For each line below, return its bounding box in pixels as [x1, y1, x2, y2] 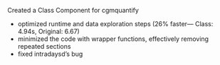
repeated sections [17, 42, 71, 50]
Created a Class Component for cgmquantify [7, 6, 139, 14]
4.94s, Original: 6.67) [17, 28, 80, 35]
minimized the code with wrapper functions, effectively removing [17, 35, 209, 43]
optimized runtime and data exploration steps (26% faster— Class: [17, 20, 214, 28]
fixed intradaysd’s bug [17, 49, 83, 58]
